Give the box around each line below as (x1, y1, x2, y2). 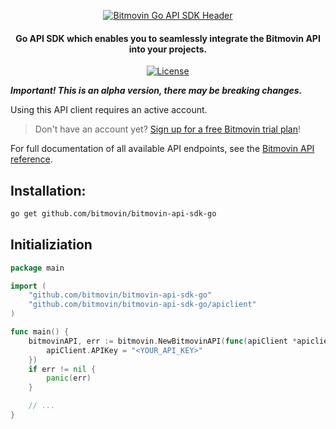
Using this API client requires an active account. (10, 104, 208, 116)
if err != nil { (28, 364, 97, 374)
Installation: (10, 182, 87, 199)
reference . (10, 153, 53, 165)
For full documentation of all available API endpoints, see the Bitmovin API (10, 143, 315, 155)
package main (10, 263, 65, 273)
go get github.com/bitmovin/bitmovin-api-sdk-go (10, 209, 217, 219)
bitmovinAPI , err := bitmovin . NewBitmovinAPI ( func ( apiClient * (28, 336, 298, 346)
